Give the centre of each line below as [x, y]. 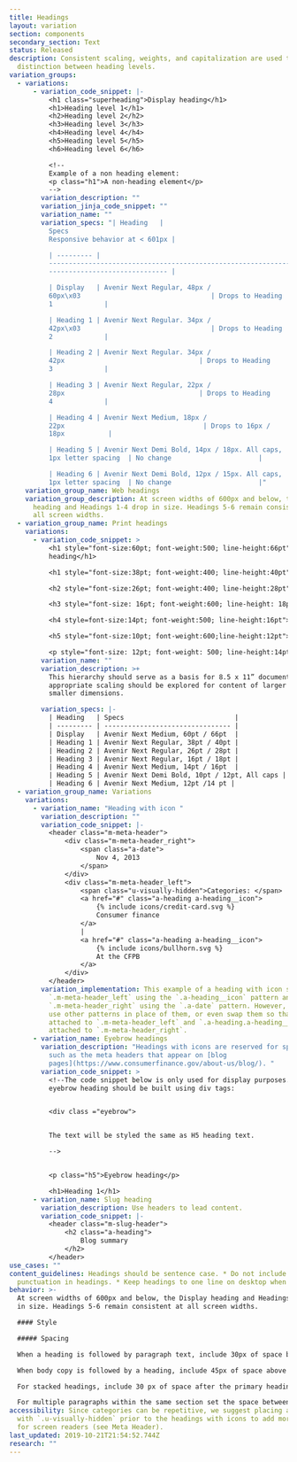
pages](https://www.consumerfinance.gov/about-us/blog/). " [161, 1064]
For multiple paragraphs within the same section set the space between [154, 1403]
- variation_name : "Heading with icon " [108, 808]
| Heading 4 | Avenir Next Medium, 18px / [128, 417]
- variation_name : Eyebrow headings [100, 1039]
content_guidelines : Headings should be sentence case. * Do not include [148, 1273]
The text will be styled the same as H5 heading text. [151, 1136]
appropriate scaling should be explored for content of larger [168, 685]
